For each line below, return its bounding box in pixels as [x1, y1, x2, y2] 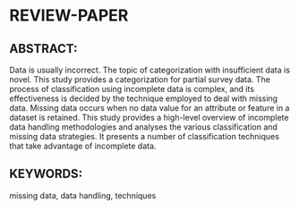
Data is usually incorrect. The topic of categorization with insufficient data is [9, 64, 291, 75]
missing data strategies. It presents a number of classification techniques [9, 131, 280, 141]
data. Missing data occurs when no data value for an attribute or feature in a [9, 103, 290, 113]
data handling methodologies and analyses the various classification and [9, 122, 278, 132]
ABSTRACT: [9, 41, 78, 56]
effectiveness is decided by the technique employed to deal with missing [9, 93, 278, 104]
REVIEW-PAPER [9, 5, 129, 26]
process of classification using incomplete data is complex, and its [9, 84, 255, 94]
